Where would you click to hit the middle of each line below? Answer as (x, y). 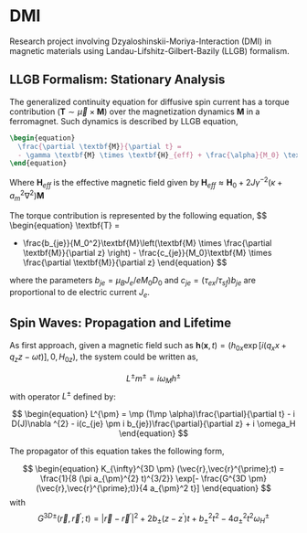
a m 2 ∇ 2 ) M (27, 196)
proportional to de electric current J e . (80, 293)
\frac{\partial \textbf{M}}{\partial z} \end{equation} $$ (125, 262)
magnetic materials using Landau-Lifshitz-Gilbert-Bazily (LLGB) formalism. (149, 50)
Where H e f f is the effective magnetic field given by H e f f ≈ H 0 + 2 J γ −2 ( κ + (146, 183)
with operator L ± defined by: (63, 396)
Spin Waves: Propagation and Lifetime (121, 323)
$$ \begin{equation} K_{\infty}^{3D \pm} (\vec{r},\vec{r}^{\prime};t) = (153, 469)
